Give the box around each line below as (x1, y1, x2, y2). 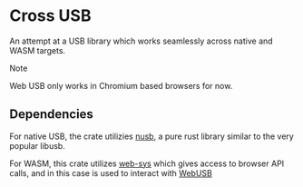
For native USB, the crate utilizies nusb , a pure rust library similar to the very (9, 131, 295, 142)
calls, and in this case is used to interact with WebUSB (9, 167, 213, 178)
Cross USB (9, 5, 92, 26)
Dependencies (9, 106, 93, 123)
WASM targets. (9, 44, 66, 55)
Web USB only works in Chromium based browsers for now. (9, 80, 233, 91)
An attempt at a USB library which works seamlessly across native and (9, 35, 274, 46)
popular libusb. (9, 140, 65, 151)
